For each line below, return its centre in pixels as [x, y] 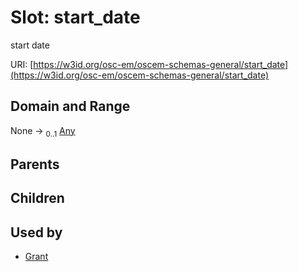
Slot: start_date [75, 17]
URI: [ [22, 64]
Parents [35, 164]
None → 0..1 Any [43, 131]
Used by [36, 232]
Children [37, 198]
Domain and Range [70, 106]
